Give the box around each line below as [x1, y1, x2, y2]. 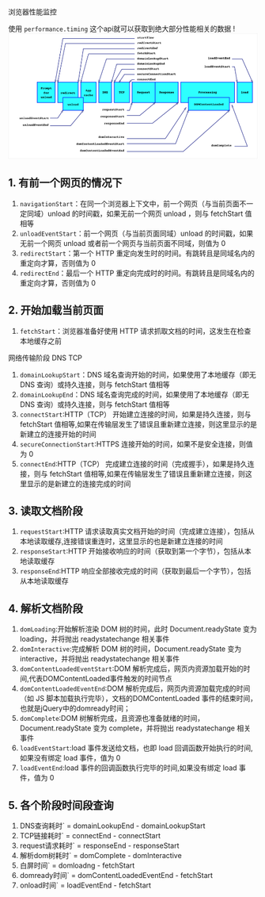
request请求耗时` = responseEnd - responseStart [19, 841, 180, 850]
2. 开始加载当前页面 [8, 304, 104, 317]
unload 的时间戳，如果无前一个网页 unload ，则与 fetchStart [47, 209, 244, 218]
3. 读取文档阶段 [8, 504, 83, 518]
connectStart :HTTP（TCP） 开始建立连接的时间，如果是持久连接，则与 [19, 409, 252, 419]
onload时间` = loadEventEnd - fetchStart [19, 880, 152, 890]
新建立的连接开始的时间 [19, 429, 97, 439]
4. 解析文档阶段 [8, 601, 83, 615]
